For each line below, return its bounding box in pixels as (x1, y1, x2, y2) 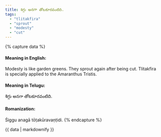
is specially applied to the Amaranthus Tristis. (5, 71, 97, 77)
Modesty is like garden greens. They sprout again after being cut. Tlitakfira (5, 66, 156, 72)
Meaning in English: (5, 55, 47, 61)
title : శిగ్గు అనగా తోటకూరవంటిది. (5, 7, 64, 12)
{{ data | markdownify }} (5, 126, 54, 132)
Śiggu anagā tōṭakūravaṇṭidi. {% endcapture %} (5, 117, 102, 123)
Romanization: (5, 106, 36, 111)
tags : (5, 12, 16, 17)
